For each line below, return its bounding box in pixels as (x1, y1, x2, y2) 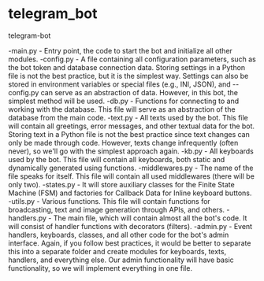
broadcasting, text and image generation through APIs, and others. (8, 205, 225, 214)
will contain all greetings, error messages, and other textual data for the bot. (8, 121, 255, 131)
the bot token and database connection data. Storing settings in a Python (8, 62, 246, 72)
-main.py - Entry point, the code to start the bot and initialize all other (8, 46, 232, 55)
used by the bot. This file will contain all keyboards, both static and (8, 154, 225, 164)
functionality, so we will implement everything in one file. (8, 263, 193, 272)
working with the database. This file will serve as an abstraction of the (8, 104, 236, 114)
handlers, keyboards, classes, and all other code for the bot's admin (8, 230, 229, 239)
